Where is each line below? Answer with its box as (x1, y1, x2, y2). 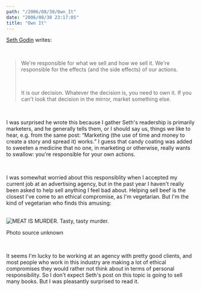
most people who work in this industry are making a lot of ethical (6, 259, 166, 266)
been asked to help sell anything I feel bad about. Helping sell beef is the (6, 187, 186, 194)
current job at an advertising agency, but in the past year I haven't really (6, 181, 184, 188)
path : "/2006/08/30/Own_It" (6, 8, 77, 15)
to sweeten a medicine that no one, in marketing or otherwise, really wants (6, 145, 191, 152)
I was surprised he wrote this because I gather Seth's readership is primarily (6, 119, 195, 126)
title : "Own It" (6, 20, 47, 26)
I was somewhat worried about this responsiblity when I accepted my (6, 174, 178, 181)
